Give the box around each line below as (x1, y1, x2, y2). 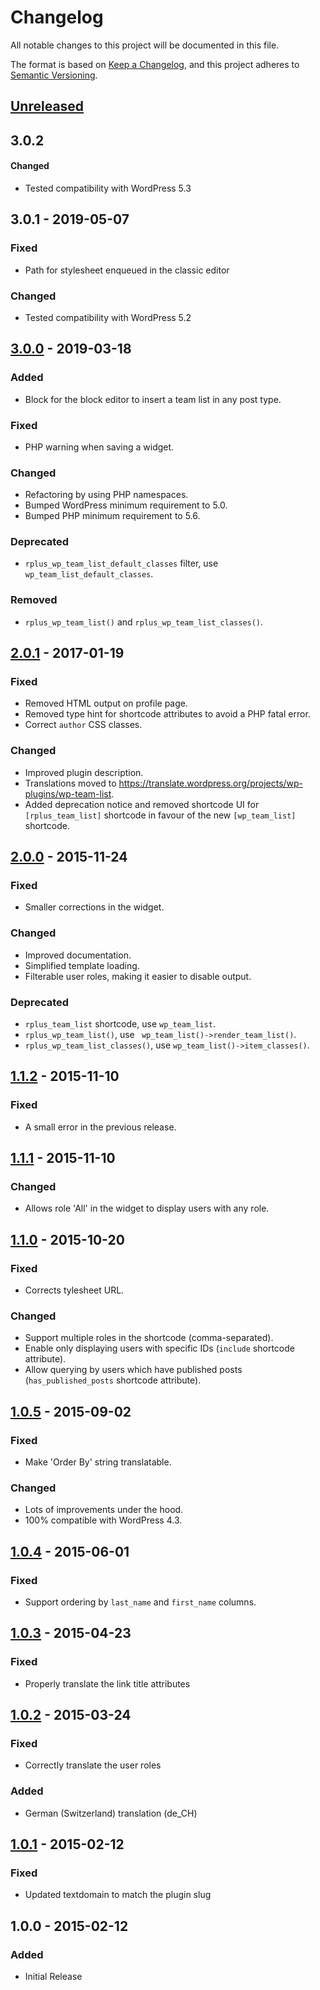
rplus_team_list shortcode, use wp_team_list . (24, 1018, 216, 1030)
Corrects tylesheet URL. (24, 1284, 125, 1296)
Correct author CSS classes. (24, 719, 143, 731)
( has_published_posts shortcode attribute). (24, 1374, 202, 1386)
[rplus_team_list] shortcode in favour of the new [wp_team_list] (24, 809, 297, 821)
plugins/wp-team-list (24, 787, 112, 800)
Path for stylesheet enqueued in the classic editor (24, 264, 230, 276)
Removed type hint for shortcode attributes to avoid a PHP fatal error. (24, 708, 311, 720)
